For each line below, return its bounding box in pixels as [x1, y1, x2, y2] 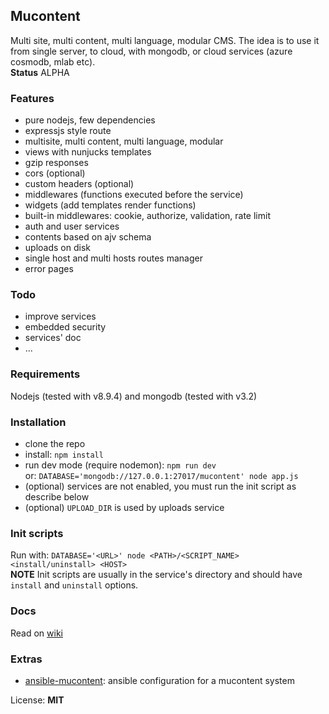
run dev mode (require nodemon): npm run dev [24, 459, 217, 471]
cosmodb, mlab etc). [10, 55, 96, 68]
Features [10, 91, 55, 105]
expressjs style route [24, 125, 112, 137]
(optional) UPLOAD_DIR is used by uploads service [24, 502, 225, 513]
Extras [10, 652, 43, 666]
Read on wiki [10, 627, 63, 639]
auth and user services [24, 220, 120, 233]
